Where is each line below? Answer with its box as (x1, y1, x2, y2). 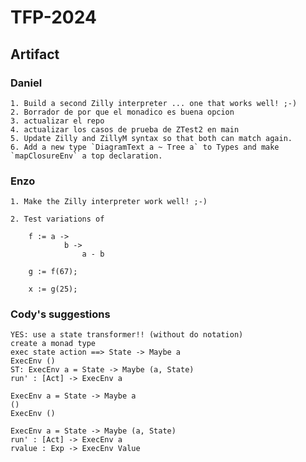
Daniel (10, 76, 43, 90)
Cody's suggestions (10, 307, 111, 321)
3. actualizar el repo (10, 116, 105, 126)
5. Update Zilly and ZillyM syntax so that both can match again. (10, 133, 293, 143)
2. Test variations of (10, 214, 105, 225)
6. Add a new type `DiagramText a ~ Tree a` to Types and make (10, 142, 280, 152)
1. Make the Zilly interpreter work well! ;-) (10, 197, 208, 207)
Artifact (10, 46, 60, 63)
